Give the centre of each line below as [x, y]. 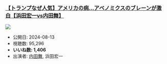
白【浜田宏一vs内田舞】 [35, 15]
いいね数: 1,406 [29, 50]
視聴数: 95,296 [28, 44]
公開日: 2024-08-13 [34, 37]
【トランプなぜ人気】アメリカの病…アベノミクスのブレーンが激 [83, 8]
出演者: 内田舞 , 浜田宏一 [38, 56]
